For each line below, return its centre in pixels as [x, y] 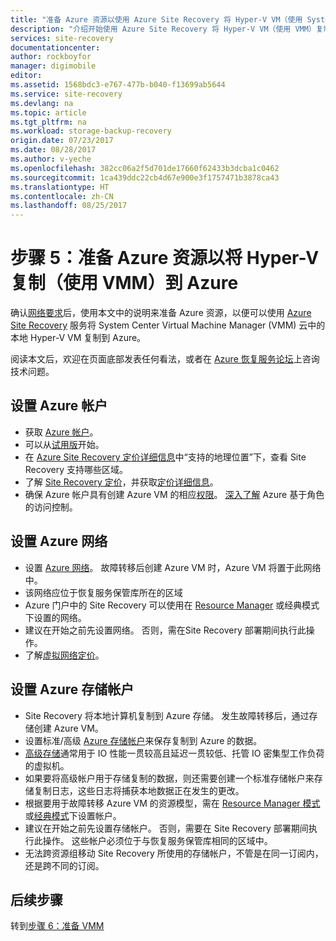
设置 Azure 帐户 [59, 406]
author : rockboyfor [51, 57]
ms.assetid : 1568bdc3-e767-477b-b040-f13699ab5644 [118, 85]
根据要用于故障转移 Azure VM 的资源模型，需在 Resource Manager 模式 [172, 803]
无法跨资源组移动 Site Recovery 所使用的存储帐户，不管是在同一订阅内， [174, 853]
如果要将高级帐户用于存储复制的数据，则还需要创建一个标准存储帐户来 [169, 778]
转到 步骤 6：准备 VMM [57, 926]
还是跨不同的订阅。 [64, 865]
